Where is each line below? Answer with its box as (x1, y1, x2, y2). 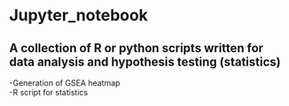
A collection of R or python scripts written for (9, 41, 264, 56)
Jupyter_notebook (9, 5, 149, 26)
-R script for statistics (9, 87, 89, 97)
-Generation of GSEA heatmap (9, 78, 121, 88)
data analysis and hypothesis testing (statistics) (9, 54, 281, 69)
